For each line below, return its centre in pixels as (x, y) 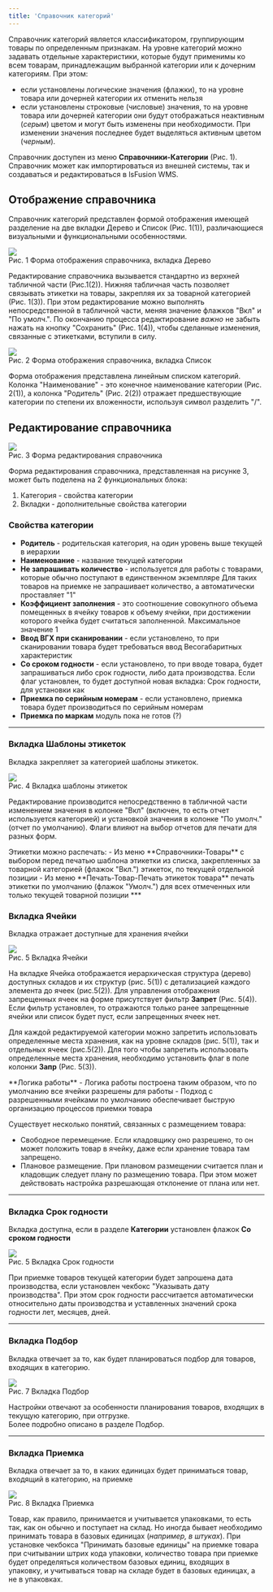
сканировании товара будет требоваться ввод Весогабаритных (131, 646)
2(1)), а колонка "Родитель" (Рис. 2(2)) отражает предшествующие (125, 393)
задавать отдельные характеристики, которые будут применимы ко (127, 56)
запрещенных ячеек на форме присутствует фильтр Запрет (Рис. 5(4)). (133, 1000)
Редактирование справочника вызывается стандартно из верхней (124, 276)
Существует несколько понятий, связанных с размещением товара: (127, 1124)
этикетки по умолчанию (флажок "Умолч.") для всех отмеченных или (129, 886)
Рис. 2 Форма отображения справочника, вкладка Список (110, 360)
